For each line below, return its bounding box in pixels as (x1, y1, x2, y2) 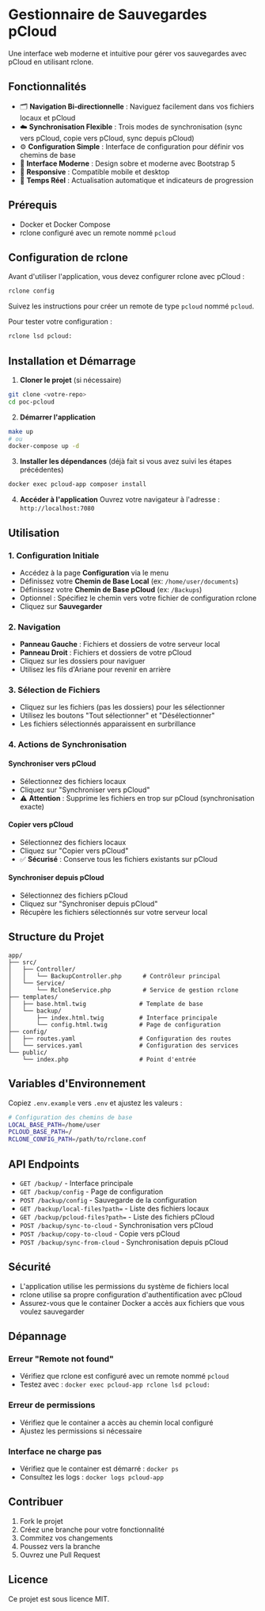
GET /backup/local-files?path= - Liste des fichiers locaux (19, 1203, 210, 1213)
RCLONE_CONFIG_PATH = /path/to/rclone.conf (8, 1135, 147, 1143)
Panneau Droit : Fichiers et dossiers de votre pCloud (19, 648, 192, 657)
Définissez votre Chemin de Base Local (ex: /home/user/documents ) (19, 576, 239, 586)
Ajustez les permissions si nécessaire (19, 1425, 142, 1436)
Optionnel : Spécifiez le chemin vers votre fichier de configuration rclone (19, 593, 257, 603)
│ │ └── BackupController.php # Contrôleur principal (8, 972, 221, 980)
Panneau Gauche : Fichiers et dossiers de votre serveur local (19, 640, 220, 649)
